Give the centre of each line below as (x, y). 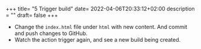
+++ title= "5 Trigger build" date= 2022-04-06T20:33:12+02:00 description (100, 9)
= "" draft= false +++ (32, 15)
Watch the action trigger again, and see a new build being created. (97, 40)
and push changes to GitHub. (51, 33)
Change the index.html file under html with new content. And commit (101, 27)
